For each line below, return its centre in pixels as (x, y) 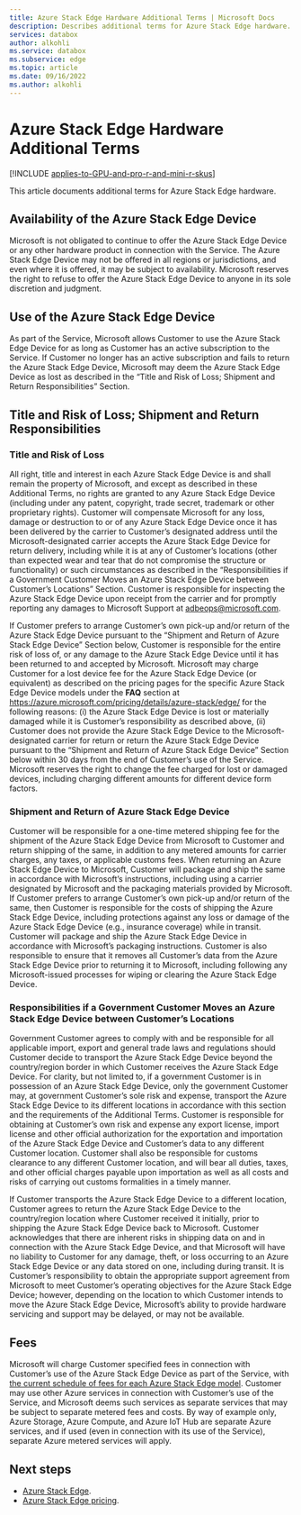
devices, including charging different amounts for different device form (141, 778)
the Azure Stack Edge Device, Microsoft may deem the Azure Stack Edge (145, 367)
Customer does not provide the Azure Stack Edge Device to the (127, 730)
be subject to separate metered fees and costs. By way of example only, (143, 1412)
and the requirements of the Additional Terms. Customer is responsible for (147, 1115)
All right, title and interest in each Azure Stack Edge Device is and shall (140, 474)
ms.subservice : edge (48, 59)
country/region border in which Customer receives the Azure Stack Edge (144, 1067)
